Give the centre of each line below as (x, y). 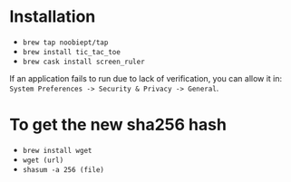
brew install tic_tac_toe (71, 52)
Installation (53, 17)
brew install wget (57, 150)
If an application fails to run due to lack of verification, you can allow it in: (146, 78)
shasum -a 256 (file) (63, 169)
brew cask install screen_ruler (83, 62)
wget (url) (43, 160)
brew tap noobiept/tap (65, 43)
